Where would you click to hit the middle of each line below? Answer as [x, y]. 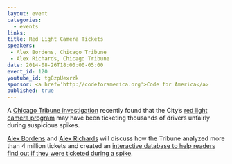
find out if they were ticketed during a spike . [70, 154]
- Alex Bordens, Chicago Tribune [59, 53]
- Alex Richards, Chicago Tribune [60, 59]
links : [17, 33]
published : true [30, 91]
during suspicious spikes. [44, 125]
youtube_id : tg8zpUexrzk [43, 78]
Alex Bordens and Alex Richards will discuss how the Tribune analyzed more [116, 138]
